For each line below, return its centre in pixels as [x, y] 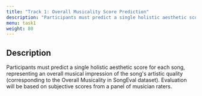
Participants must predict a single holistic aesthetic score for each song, [96, 67]
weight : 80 [20, 28]
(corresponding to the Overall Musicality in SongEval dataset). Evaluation [97, 80]
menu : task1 [21, 23]
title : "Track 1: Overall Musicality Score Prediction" [78, 12]
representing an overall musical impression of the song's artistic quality [95, 74]
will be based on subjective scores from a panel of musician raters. [89, 86]
